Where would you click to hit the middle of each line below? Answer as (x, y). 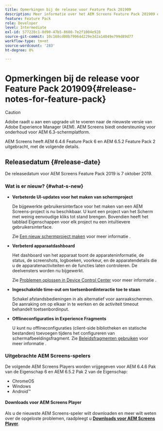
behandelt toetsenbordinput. (41, 309)
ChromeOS (23, 381)
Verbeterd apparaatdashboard (43, 246)
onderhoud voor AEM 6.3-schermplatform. (48, 132)
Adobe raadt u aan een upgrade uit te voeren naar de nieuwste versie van (79, 122)
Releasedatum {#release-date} (53, 162)
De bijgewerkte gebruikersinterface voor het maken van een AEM (77, 206)
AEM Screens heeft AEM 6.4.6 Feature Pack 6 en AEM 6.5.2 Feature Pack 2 (80, 142)
